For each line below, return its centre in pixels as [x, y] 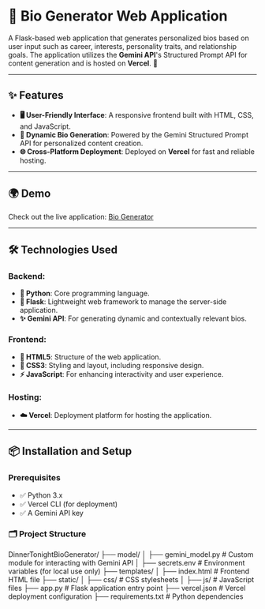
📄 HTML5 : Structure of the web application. [90, 357]
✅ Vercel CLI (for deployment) [69, 504]
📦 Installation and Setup [70, 451]
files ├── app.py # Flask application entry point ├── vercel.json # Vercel [127, 588]
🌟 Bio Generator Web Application [118, 16]
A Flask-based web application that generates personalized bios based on [129, 38]
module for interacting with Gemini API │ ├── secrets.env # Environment [127, 562]
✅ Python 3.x [41, 495]
